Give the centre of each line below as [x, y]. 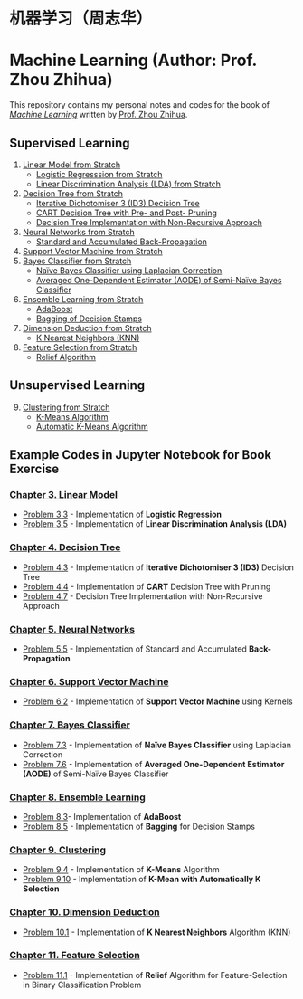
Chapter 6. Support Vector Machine [89, 681]
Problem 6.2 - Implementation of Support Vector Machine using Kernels [157, 701]
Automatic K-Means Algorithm [92, 426]
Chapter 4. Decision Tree [65, 547]
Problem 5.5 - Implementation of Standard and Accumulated [134, 649]
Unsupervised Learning [77, 385]
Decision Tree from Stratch [73, 193]
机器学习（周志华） [81, 19]
